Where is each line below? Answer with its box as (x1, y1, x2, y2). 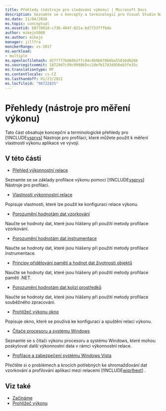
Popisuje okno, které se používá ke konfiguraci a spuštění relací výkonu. (5, 318, 152, 325)
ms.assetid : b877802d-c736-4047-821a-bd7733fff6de (5, 26, 112, 31)
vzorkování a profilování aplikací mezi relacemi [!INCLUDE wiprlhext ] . (5, 367, 146, 373)
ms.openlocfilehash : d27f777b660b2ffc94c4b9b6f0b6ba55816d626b (5, 58, 138, 63)
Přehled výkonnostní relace (12, 167, 68, 174)
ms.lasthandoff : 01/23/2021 (5, 76, 63, 81)
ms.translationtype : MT (5, 67, 54, 72)
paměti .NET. (5, 275, 32, 281)
